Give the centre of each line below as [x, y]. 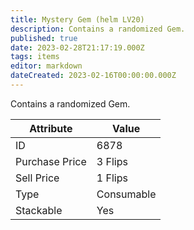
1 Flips [112, 178]
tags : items [35, 57]
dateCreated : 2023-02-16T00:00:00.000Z [93, 76]
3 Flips [112, 161]
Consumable [126, 194]
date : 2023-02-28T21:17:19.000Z [77, 47]
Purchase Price [51, 161]
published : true [44, 38]
